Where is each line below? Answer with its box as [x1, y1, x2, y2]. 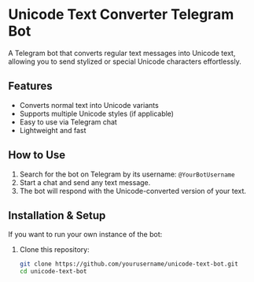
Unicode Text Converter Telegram [8, 6, 234, 24]
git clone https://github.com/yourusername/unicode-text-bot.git [19, 260, 238, 269]
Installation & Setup [8, 209, 106, 222]
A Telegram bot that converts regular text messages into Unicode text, [8, 48, 236, 58]
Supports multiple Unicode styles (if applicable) [19, 109, 175, 118]
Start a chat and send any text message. [19, 177, 151, 187]
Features [8, 80, 53, 93]
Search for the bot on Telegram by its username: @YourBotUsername [19, 169, 235, 179]
